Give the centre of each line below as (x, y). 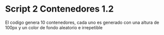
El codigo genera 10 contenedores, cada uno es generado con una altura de (82, 22)
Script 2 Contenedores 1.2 (60, 9)
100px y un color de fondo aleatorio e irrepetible (54, 27)
